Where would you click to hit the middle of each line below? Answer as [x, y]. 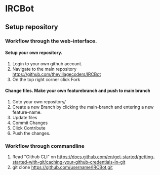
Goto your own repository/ [39, 101]
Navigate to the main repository [44, 69]
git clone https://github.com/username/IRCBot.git [62, 167]
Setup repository [32, 27]
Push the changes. [31, 133]
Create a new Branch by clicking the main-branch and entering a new [83, 107]
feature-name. [27, 112]
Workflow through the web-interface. [51, 41]
